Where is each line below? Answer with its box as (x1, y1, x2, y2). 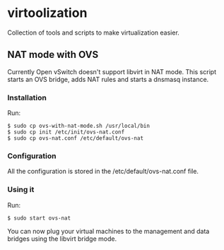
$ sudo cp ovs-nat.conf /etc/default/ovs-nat (7, 135, 143, 142)
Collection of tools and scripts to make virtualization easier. (7, 28, 180, 37)
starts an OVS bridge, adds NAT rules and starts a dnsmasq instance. (7, 75, 209, 83)
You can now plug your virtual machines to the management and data (7, 227, 210, 235)
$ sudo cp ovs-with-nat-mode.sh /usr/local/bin (7, 122, 151, 130)
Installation (7, 93, 47, 102)
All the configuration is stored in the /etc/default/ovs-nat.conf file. (7, 167, 199, 176)
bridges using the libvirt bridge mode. (7, 234, 117, 243)
